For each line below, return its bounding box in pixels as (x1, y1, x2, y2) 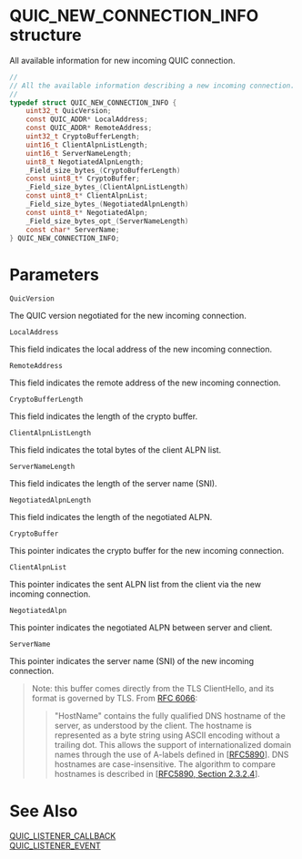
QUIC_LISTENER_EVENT (9, 840, 102, 852)
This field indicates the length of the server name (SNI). (9, 478, 217, 489)
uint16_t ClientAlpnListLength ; (25, 140, 148, 149)
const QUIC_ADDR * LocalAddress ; (25, 115, 148, 124)
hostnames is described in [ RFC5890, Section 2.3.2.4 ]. (54, 769, 261, 780)
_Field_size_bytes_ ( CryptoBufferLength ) (25, 166, 181, 175)
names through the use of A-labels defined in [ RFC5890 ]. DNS (54, 749, 289, 761)
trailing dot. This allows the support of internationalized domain (54, 740, 292, 751)
